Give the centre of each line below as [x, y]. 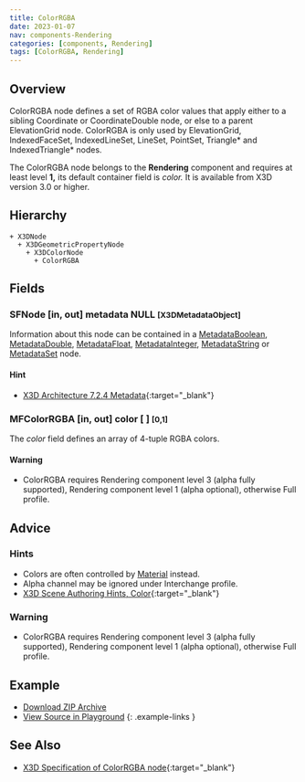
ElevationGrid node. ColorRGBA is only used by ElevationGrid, [126, 130]
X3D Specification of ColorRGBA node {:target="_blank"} [129, 767]
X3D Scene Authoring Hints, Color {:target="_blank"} [121, 593]
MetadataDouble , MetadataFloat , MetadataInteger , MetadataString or [140, 344]
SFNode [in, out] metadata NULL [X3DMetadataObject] [125, 314]
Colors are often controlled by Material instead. [111, 574]
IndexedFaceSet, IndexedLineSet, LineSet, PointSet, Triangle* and [133, 140]
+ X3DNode [28, 237]
